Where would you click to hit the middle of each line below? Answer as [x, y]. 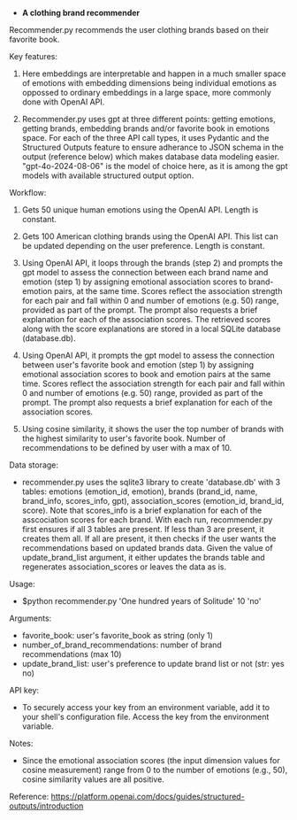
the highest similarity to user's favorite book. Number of [124, 438]
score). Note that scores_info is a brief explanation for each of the [142, 510]
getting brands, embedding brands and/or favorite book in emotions [145, 128]
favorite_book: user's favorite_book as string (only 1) [118, 635]
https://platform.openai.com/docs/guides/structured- [148, 797]
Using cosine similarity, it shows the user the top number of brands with [153, 429]
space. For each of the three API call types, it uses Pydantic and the [145, 138]
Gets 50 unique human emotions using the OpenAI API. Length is [140, 210]
